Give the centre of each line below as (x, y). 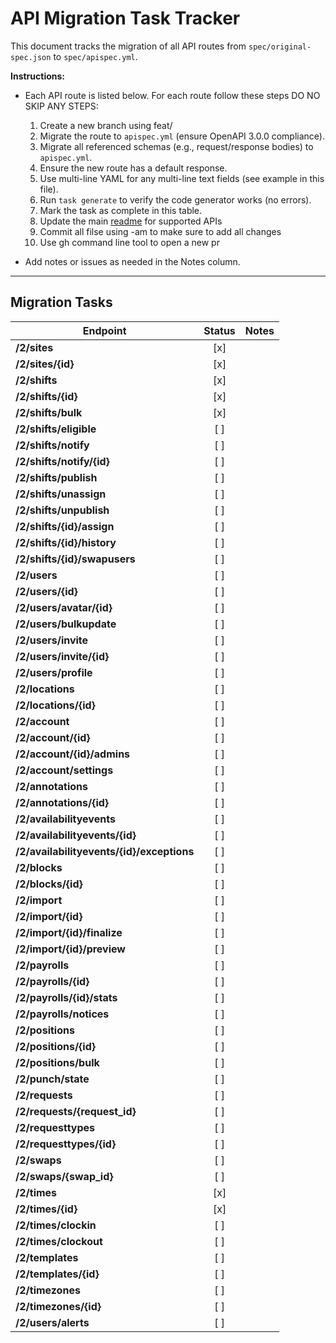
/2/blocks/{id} (49, 884)
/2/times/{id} (46, 1209)
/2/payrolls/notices (62, 1014)
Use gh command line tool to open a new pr (129, 242)
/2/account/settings (64, 770)
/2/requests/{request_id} (76, 1111)
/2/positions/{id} (56, 1046)
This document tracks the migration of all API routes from (128, 46)
